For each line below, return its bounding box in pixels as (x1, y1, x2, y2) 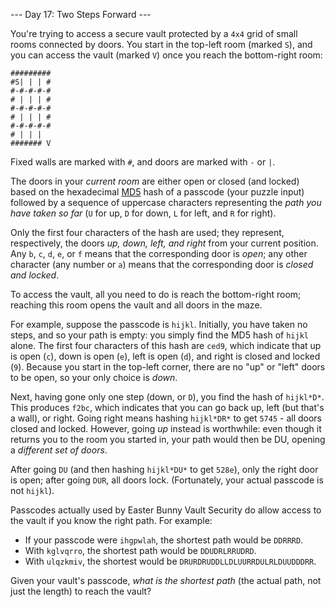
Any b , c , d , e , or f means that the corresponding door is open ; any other (10, 248, 308, 259)
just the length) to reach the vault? (10, 585, 152, 597)
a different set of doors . (10, 444, 108, 456)
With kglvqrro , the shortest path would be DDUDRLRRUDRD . (24, 545, 257, 556)
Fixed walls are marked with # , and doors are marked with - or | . (10, 156, 276, 168)
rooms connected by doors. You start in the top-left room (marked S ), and (10, 39, 313, 50)
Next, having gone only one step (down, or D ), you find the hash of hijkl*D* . (10, 391, 325, 403)
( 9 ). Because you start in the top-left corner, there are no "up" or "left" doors (10, 361, 326, 373)
